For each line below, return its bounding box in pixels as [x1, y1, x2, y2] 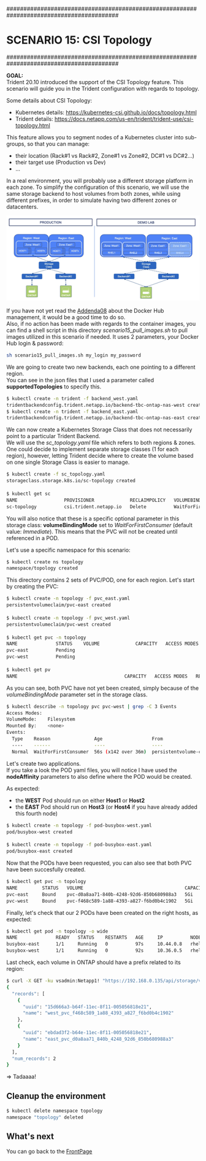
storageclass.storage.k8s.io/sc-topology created [6, 478, 136, 484]
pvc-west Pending [6, 654, 75, 660]
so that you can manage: [27, 140, 90, 147]
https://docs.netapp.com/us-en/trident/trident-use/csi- [54, 115, 194, 122]
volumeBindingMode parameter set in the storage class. [6, 690, 148, 698]
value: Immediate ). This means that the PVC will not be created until [6, 528, 178, 535]
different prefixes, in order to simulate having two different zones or [6, 196, 177, 204]
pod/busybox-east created [6, 848, 72, 855]
